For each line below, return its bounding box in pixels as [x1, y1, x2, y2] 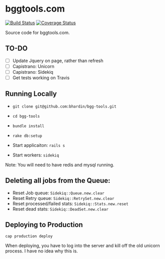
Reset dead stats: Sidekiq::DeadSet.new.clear [12, 205, 109, 212]
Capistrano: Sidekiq [12, 69, 54, 75]
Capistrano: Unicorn [12, 63, 54, 69]
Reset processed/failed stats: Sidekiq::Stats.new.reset [12, 200, 129, 206]
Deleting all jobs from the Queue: [5, 176, 111, 185]
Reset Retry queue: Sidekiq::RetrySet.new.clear [12, 195, 115, 201]
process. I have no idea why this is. [5, 248, 78, 254]
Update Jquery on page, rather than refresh [12, 58, 104, 64]
